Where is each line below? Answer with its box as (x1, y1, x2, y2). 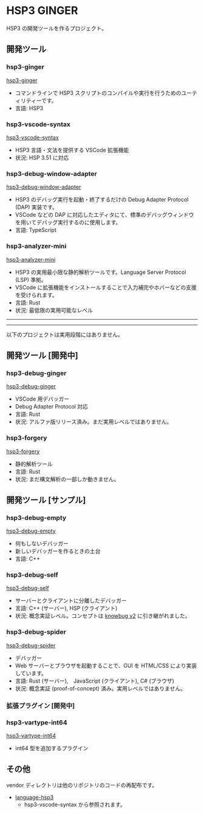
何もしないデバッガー (15, 540, 69, 547)
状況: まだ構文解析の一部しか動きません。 (15, 475, 120, 483)
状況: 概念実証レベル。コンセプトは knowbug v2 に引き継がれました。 (15, 612, 191, 620)
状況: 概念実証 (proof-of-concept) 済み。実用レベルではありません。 (15, 684, 186, 692)
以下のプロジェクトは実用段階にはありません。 (6, 331, 123, 338)
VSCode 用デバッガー (15, 395, 70, 402)
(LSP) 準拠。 (15, 276, 47, 283)
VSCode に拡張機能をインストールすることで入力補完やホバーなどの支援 (15, 284, 197, 291)
